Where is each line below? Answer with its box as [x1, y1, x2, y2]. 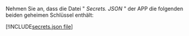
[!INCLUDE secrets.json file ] [5, 23, 73, 30]
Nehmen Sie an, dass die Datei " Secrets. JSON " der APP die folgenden [5, 5, 184, 12]
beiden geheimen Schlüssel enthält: [5, 11, 94, 19]
